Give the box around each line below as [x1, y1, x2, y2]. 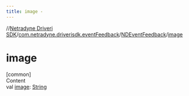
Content [6, 77, 26, 84]
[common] [6, 71, 31, 78]
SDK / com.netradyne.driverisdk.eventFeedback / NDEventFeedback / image [6, 30, 183, 38]
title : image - [6, 8, 43, 15]
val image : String [6, 83, 47, 90]
